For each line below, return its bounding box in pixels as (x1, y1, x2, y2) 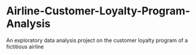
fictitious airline (6, 43, 44, 50)
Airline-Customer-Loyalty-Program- (6, 4, 191, 18)
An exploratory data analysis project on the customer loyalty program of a (6, 36, 188, 44)
